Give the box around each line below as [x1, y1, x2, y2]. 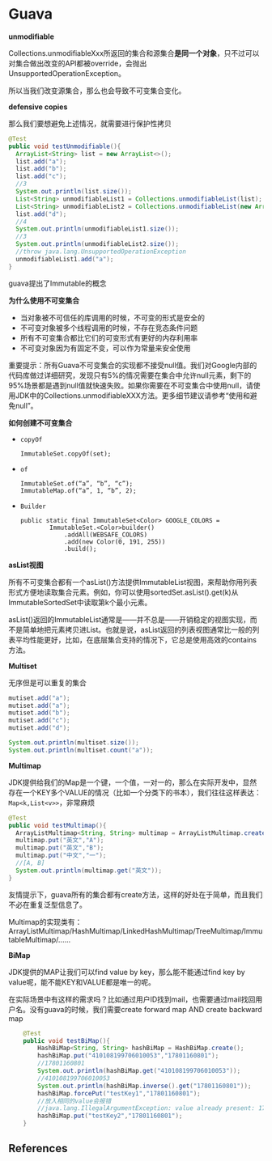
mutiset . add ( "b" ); [8, 709, 70, 717]
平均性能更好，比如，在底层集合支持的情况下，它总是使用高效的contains [15, 634, 257, 644]
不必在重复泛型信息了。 [8, 900, 87, 909]
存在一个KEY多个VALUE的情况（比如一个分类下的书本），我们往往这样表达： [8, 787, 261, 797]
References [8, 1142, 68, 1155]
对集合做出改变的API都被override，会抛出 [8, 58, 147, 68]
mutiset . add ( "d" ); [8, 724, 70, 732]
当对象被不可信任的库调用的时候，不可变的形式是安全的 [19, 312, 205, 322]
